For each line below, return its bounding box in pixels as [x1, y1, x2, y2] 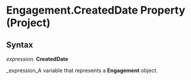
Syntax [6, 40, 33, 50]
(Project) [6, 16, 51, 30]
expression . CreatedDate [6, 56, 69, 62]
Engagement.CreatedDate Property [6, 4, 186, 17]
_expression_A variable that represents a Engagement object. [6, 67, 158, 74]
